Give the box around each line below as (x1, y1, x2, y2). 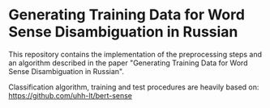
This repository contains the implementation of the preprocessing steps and (8, 49, 262, 59)
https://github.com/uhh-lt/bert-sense (8, 90, 132, 100)
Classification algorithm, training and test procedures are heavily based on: (8, 82, 259, 92)
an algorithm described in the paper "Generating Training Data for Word (8, 58, 248, 68)
